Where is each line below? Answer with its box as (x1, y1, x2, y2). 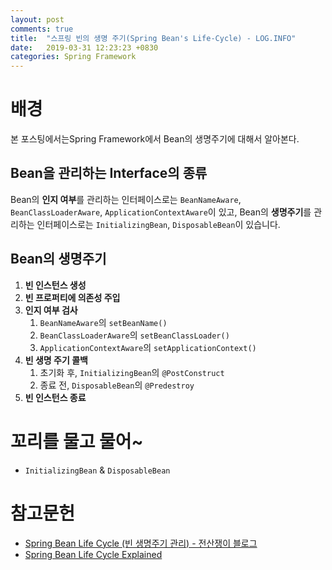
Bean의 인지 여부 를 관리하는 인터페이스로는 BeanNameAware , (10, 193, 242, 205)
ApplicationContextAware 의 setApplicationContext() (39, 341, 257, 353)
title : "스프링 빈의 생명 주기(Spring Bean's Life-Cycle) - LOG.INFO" (10, 33, 297, 43)
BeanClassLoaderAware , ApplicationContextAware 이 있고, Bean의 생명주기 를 (10, 206, 312, 218)
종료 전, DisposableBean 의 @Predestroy (39, 379, 195, 391)
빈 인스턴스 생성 (24, 279, 87, 291)
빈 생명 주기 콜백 (24, 354, 88, 366)
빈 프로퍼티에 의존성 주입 (24, 291, 121, 303)
